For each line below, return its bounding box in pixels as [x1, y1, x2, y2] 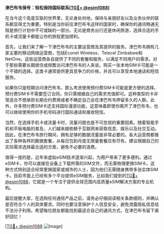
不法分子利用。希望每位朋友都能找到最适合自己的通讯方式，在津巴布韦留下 [5, 208, 155, 213]
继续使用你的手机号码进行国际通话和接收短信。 [13, 109, 108, 115]
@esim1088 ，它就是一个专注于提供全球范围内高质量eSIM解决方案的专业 [5, 179, 150, 185]
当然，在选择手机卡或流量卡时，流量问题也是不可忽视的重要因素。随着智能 [5, 120, 155, 125]
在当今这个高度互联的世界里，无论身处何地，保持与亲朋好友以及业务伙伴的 [5, 15, 155, 21]
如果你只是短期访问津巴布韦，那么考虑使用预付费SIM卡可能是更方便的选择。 [5, 85, 159, 90]
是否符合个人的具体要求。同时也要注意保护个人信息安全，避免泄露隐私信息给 [5, 201, 159, 207]
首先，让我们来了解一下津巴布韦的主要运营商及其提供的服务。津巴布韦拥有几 [5, 44, 159, 49]
